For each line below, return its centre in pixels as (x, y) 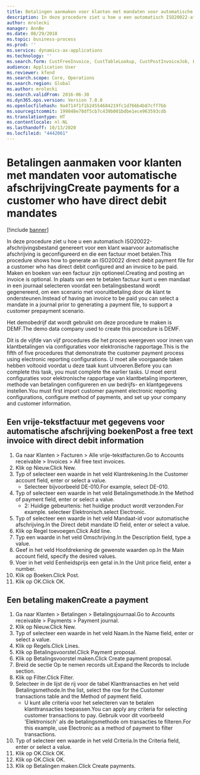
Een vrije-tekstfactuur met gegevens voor (86, 422)
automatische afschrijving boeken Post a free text (100, 432)
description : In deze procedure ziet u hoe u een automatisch (85, 17)
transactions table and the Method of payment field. (79, 696)
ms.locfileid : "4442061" (37, 134)
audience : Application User (42, 67)
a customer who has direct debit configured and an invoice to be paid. (93, 266)
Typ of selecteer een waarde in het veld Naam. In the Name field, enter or (104, 633)
